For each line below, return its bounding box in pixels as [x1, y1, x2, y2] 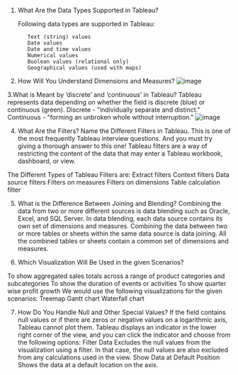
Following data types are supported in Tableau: [17, 20, 155, 28]
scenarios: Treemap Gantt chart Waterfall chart [7, 294, 145, 303]
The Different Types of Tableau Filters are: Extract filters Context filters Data [7, 171, 230, 179]
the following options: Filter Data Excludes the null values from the [17, 338, 211, 346]
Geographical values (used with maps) [27, 64, 142, 71]
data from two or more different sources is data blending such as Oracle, [17, 207, 230, 215]
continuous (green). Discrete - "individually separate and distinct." [7, 105, 200, 114]
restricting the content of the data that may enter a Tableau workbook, [17, 149, 223, 158]
